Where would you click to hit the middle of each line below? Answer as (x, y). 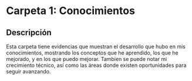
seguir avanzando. (28, 71)
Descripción (29, 33)
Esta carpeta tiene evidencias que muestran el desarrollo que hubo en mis (96, 46)
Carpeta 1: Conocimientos (70, 11)
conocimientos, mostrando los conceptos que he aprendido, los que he (92, 53)
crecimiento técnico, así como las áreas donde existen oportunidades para (96, 65)
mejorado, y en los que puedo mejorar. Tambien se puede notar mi (87, 59)
